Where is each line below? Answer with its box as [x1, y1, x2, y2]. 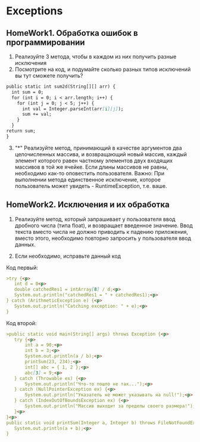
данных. [14, 240, 36, 248]
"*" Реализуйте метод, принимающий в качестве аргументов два [14, 144, 183, 152]
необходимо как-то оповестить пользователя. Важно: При [14, 169, 165, 177]
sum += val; [21, 112, 52, 118]
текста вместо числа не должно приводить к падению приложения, [14, 228, 189, 235]
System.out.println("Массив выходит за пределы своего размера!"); [24, 403, 196, 409]
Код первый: [6, 264, 39, 271]
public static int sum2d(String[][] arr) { [6, 84, 116, 89]
